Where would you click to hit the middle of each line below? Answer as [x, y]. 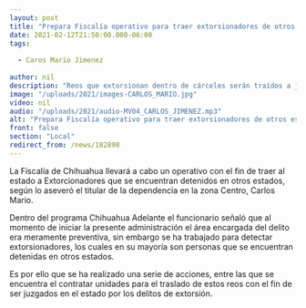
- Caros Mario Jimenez [61, 60]
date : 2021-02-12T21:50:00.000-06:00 [81, 35]
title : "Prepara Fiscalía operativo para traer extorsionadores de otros [153, 26]
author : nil [32, 77]
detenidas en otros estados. [62, 256]
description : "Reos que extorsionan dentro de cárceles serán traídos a [150, 86]
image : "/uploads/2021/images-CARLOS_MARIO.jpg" [103, 94]
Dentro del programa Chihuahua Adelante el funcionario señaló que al [140, 217]
